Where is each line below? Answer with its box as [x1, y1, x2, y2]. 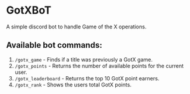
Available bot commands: [6, 40, 103, 50]
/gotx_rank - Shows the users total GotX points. [14, 81, 132, 88]
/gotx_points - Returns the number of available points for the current [14, 62, 184, 69]
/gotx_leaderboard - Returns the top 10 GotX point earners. [14, 74, 160, 82]
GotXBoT [6, 4, 52, 17]
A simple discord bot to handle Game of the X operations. [6, 23, 147, 30]
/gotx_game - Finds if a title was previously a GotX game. [14, 56, 153, 63]
